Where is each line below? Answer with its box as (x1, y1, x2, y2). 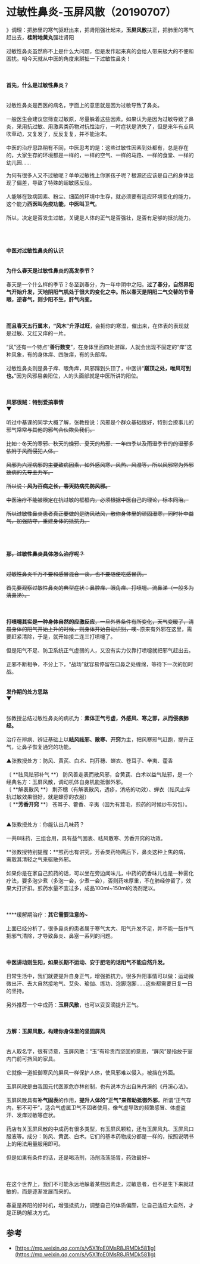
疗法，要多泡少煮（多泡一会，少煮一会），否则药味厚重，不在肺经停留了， (6, 877, 186, 884)
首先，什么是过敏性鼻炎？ (6, 81, 69, 88)
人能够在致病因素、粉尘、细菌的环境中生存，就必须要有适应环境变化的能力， (6, 193, 194, 200)
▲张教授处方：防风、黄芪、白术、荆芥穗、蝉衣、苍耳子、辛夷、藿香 (6, 757, 174, 764)
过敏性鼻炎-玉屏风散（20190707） (6, 5, 177, 19)
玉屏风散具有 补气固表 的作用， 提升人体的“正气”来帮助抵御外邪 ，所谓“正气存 (6, 1096, 192, 1104)
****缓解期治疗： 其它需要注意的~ (6, 910, 88, 918)
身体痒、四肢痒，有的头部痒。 (37, 351, 111, 358)
